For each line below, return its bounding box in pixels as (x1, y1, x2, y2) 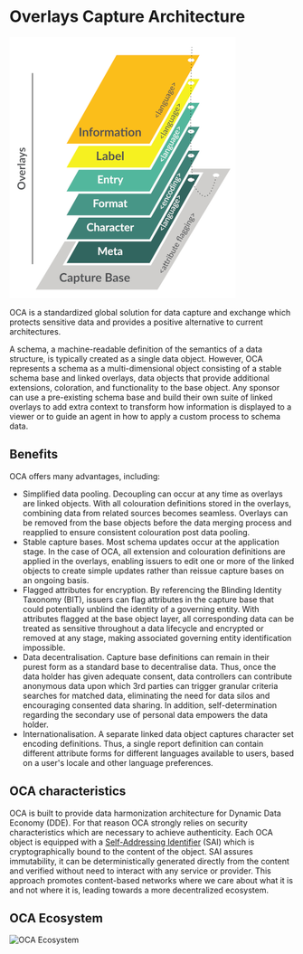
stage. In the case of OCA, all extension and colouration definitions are (22, 545, 287, 557)
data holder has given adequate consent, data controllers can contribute (22, 671, 292, 682)
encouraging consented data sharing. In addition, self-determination (22, 699, 278, 711)
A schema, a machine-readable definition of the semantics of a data (9, 344, 263, 354)
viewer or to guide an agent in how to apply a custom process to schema (9, 411, 281, 421)
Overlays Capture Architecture (9, 6, 246, 27)
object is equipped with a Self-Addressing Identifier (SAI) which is (9, 836, 255, 847)
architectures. (9, 326, 62, 336)
